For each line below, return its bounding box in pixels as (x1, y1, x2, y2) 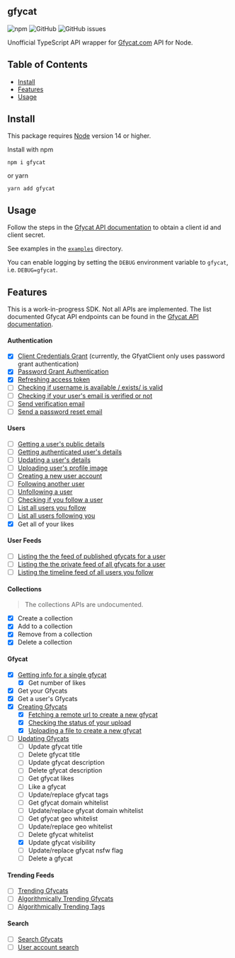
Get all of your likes (17, 519, 74, 528)
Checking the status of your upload (28, 718, 132, 727)
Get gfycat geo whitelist (28, 814, 98, 823)
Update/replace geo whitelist (28, 822, 113, 831)
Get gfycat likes (28, 774, 74, 783)
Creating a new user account (17, 472, 103, 480)
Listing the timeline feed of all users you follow (17, 567, 154, 576)
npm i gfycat (7, 159, 46, 166)
